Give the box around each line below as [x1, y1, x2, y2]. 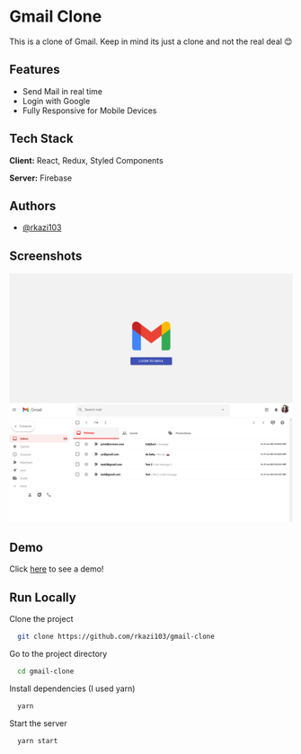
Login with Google [22, 95, 91, 106]
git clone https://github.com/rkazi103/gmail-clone [17, 632, 216, 642]
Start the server [9, 717, 67, 729]
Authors [9, 198, 57, 213]
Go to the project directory [9, 648, 108, 659]
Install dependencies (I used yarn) [9, 683, 136, 694]
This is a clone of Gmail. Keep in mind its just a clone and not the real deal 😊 [9, 36, 293, 47]
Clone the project [9, 614, 74, 625]
